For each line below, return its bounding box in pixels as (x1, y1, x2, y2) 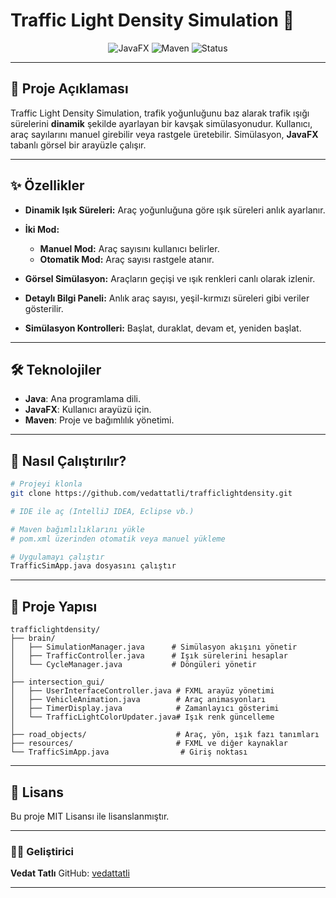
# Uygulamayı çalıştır (10, 552, 105, 562)
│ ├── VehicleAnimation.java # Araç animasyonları (10, 695, 267, 705)
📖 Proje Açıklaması (10, 80, 129, 98)
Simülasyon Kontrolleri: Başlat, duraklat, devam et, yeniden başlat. (24, 322, 302, 334)
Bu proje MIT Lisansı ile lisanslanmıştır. (10, 810, 170, 822)
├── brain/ (10, 634, 56, 644)
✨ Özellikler (10, 177, 85, 194)
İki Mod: (24, 223, 60, 235)
